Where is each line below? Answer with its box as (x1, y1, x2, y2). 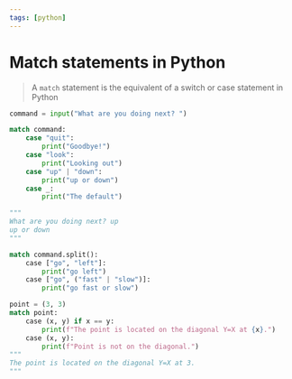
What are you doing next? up (9, 217, 119, 226)
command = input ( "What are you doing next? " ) (9, 109, 187, 118)
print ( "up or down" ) (41, 175, 119, 185)
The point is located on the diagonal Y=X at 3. (9, 358, 196, 368)
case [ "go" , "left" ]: (25, 258, 106, 267)
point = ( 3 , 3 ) (9, 300, 67, 310)
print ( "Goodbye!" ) (41, 142, 111, 152)
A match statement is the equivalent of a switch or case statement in (31, 82, 284, 93)
